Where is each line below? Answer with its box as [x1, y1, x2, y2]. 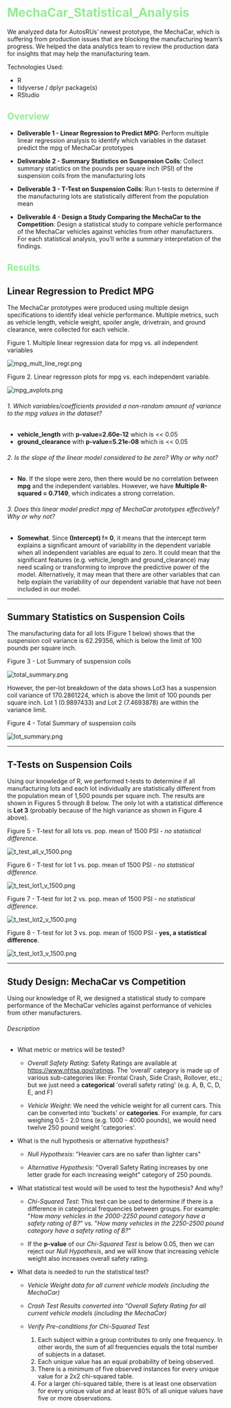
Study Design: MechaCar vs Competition [7, 976, 186, 987]
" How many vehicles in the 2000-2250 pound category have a [27, 1212, 206, 1220]
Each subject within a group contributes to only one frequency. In [37, 1336, 223, 1344]
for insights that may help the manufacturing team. [7, 49, 151, 58]
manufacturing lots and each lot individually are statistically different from [7, 784, 216, 793]
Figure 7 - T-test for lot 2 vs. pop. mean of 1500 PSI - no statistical [7, 895, 195, 903]
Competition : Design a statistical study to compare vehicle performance [16, 220, 223, 228]
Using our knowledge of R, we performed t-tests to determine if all [7, 777, 196, 785]
